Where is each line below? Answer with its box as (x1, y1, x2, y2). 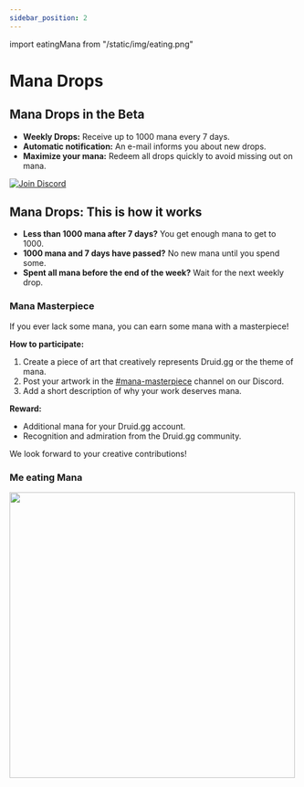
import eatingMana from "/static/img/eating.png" (9, 38, 194, 49)
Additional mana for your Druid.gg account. (22, 420, 186, 431)
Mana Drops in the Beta (9, 107, 145, 122)
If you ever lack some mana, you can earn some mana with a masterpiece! (9, 321, 289, 332)
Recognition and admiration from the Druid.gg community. (22, 431, 242, 441)
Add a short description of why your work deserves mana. (22, 385, 242, 396)
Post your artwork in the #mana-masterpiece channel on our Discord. (22, 376, 285, 387)
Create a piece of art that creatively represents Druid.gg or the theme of (22, 356, 294, 367)
